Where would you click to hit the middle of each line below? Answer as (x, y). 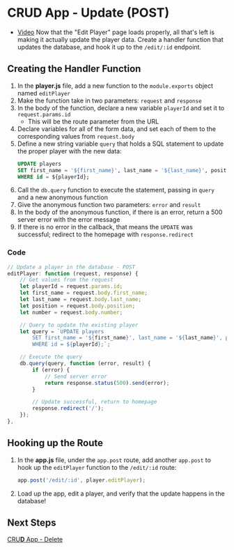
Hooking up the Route (55, 443)
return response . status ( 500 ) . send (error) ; (107, 383)
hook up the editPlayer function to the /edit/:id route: (97, 467)
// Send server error (76, 376)
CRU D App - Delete (35, 540)
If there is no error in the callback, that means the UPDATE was (105, 227)
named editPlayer (44, 93)
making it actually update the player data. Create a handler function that (120, 39)
